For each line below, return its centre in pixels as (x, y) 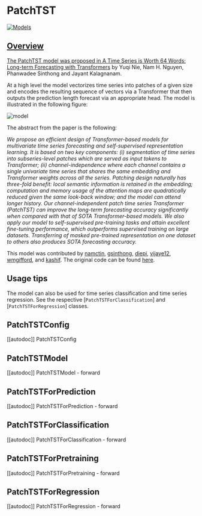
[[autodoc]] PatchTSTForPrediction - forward (62, 406)
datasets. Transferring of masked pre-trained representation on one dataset (101, 235)
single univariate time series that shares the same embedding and (89, 171)
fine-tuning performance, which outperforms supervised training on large (98, 229)
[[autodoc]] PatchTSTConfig (42, 339)
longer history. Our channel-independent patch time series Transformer (96, 203)
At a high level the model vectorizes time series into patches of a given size (100, 85)
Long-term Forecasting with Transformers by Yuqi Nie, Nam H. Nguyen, (95, 67)
